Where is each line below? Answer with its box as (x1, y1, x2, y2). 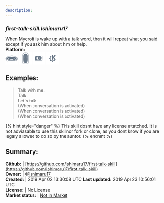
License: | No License (5, 187, 51, 193)
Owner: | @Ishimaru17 (5, 171, 51, 177)
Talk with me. (17, 87, 45, 93)
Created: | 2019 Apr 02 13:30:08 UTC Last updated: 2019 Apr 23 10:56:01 (5, 176, 156, 182)
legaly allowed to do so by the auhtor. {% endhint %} (5, 133, 113, 139)
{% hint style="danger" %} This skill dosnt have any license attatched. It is (5, 123, 157, 129)
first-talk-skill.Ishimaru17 (5, 25, 68, 32)
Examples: (5, 74, 39, 82)
